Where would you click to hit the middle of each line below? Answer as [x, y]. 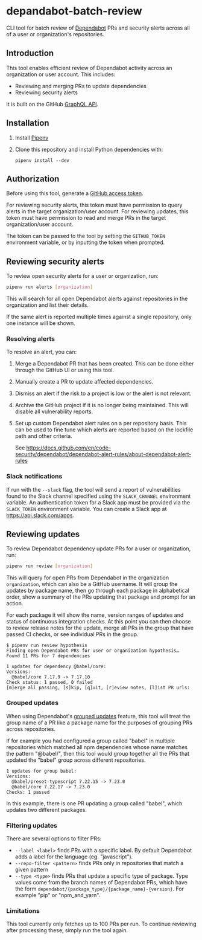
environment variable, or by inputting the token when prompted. [86, 242]
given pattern [32, 869]
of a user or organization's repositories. [55, 34]
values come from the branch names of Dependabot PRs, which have [101, 882]
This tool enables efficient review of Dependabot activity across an [90, 68]
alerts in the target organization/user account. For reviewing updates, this [97, 211]
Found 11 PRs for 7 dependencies [48, 656]
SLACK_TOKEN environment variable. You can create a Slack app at [87, 509]
